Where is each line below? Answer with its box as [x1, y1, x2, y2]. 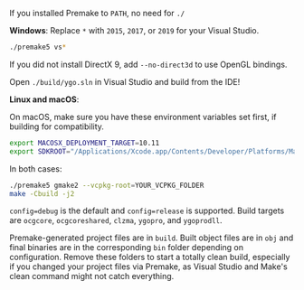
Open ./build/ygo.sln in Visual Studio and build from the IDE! [9, 76, 241, 87]
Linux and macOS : [9, 94, 80, 105]
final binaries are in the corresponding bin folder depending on [9, 242, 244, 253]
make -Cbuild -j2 [9, 189, 75, 198]
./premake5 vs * [9, 42, 67, 51]
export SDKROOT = [9, 146, 71, 156]
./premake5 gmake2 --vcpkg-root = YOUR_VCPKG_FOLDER [9, 181, 204, 190]
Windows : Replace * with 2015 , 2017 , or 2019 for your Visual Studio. [9, 25, 260, 35]
